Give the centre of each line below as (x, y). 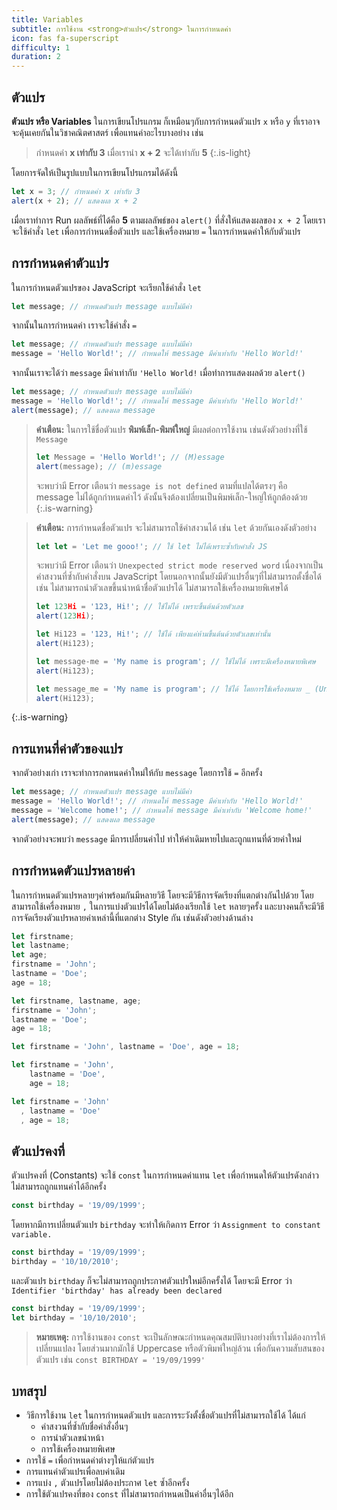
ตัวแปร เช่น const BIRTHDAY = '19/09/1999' (120, 1359)
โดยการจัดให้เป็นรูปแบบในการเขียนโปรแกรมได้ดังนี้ (95, 172)
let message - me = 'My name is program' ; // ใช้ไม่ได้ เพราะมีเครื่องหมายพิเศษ (175, 661)
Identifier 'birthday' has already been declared (117, 1291)
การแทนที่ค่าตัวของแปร (67, 748)
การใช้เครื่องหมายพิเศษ (78, 1449)
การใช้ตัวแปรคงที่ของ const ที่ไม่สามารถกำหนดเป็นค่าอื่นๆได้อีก (129, 1494)
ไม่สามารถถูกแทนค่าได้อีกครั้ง (59, 1187)
